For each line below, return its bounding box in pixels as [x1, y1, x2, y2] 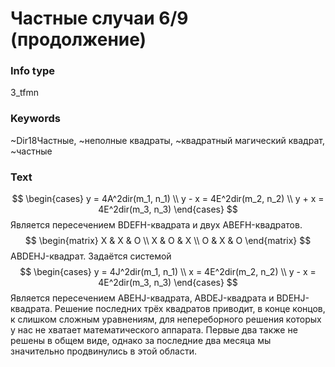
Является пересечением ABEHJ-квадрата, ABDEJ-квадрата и [10, 292, 275, 304]
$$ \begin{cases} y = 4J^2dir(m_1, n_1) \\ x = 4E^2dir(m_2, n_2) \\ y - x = [19, 266, 317, 278]
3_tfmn [10, 87, 39, 99]
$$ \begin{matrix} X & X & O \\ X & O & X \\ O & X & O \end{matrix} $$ [24, 235, 312, 247]
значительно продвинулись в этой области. [10, 345, 198, 357]
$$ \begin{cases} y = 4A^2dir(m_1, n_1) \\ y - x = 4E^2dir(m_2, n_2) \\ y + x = [11, 193, 325, 205]
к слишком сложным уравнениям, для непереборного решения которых [10, 313, 322, 326]
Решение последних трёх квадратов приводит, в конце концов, [54, 303, 326, 315]
